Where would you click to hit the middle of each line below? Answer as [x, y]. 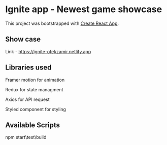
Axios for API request [27, 99]
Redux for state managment [34, 89]
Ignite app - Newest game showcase [84, 9]
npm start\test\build [26, 137]
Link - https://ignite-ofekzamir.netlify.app [48, 51]
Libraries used [28, 68]
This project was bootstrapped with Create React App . [62, 23]
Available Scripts [32, 125]
